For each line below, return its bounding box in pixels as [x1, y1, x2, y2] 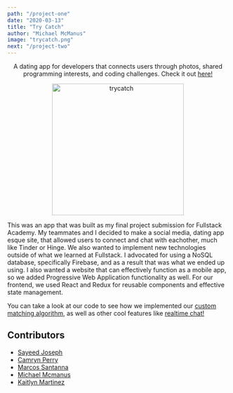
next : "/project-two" [7, 43, 71, 50]
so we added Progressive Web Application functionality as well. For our [7, 273, 213, 281]
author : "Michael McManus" [7, 29, 86, 37]
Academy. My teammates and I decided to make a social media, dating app [7, 229, 225, 237]
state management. [7, 288, 63, 296]
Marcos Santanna [17, 363, 69, 371]
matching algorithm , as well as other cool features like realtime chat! [7, 309, 205, 317]
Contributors [7, 329, 65, 341]
